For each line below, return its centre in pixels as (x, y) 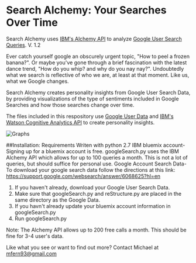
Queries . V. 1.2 (23, 45)
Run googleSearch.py (41, 218)
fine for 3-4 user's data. (35, 236)
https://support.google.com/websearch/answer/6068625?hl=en (83, 176)
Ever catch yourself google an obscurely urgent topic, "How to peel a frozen (98, 56)
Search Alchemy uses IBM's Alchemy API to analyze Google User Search (94, 39)
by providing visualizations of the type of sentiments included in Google (93, 98)
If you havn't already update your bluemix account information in (92, 206)
